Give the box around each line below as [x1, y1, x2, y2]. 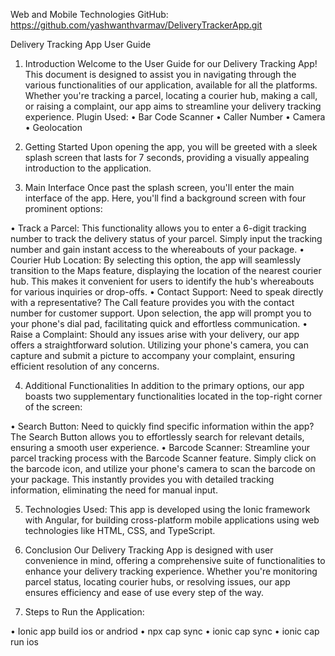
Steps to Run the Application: [24, 606, 145, 618]
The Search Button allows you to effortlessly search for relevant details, [10, 431, 305, 443]
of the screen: [24, 401, 83, 413]
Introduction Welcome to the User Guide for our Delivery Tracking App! [24, 58, 318, 69]
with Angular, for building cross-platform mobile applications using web [24, 514, 320, 526]
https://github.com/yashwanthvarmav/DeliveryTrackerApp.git [10, 19, 263, 31]
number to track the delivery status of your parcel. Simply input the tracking [10, 233, 323, 244]
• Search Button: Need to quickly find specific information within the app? [10, 420, 315, 432]
